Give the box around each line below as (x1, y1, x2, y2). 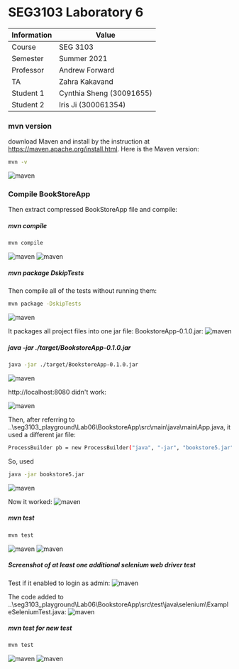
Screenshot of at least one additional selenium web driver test (8, 561, 196, 569)
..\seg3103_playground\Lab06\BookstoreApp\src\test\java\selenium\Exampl (8, 600, 229, 609)
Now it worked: (8, 497, 52, 505)
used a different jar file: (8, 430, 77, 439)
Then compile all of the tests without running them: (8, 287, 157, 295)
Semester (11, 53, 44, 63)
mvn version (8, 121, 52, 131)
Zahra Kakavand (58, 76, 114, 86)
